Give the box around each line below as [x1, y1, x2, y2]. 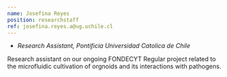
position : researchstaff [7, 16, 79, 23]
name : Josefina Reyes [7, 10, 70, 17]
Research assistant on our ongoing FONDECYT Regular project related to [7, 55, 217, 63]
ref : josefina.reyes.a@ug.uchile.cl [7, 23, 113, 30]
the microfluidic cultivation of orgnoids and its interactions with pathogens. [7, 63, 221, 71]
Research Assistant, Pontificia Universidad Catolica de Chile [17, 42, 191, 50]
